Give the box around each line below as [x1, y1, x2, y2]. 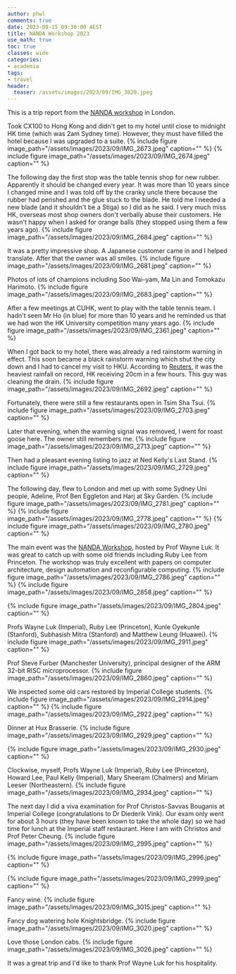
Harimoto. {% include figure [7, 283, 88, 291]
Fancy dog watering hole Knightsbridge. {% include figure [7, 917, 176, 925]
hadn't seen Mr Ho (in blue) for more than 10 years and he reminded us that [7, 312, 227, 320]
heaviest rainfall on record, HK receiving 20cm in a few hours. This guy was [7, 370, 228, 378]
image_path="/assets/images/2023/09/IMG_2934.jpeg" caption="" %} [7, 789, 213, 797]
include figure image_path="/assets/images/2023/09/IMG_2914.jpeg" [7, 695, 210, 703]
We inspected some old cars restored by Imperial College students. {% [7, 688, 213, 696]
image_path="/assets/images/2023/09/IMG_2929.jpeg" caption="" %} [7, 731, 213, 740]
